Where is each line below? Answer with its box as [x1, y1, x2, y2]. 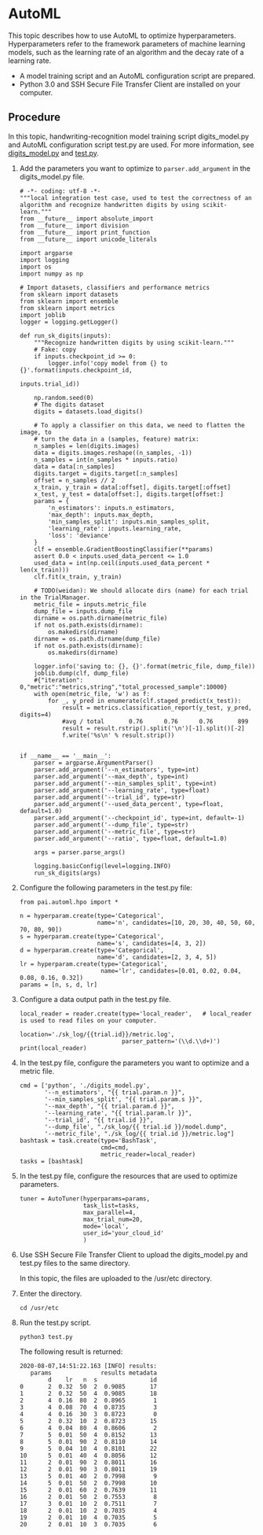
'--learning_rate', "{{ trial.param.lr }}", [44, 1109, 192, 1117]
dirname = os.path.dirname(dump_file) [34, 634, 161, 642]
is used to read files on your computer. [19, 1016, 157, 1024]
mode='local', [82, 1222, 130, 1230]
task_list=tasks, [82, 1201, 140, 1209]
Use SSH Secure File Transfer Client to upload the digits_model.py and [19, 1249, 248, 1259]
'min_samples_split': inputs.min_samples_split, [48, 517, 210, 526]
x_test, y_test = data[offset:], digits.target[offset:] [34, 490, 225, 498]
